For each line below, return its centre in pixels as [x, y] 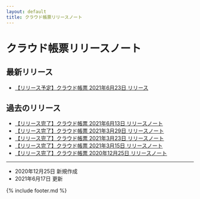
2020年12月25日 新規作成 [46, 171]
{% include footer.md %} [37, 191]
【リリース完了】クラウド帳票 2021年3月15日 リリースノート [89, 146]
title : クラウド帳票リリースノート [44, 17]
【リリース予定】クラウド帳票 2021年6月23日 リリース [82, 87]
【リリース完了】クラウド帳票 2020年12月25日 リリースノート [91, 153]
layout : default [26, 12]
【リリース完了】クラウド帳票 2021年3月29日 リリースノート [89, 131]
